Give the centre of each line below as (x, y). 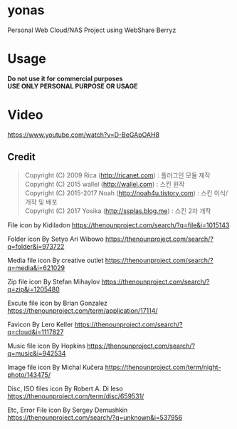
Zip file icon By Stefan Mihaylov (54, 281)
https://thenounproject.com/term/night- (163, 367)
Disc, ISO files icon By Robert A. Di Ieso (65, 388)
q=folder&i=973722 (36, 246)
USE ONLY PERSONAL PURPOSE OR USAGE (73, 86)
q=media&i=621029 (36, 268)
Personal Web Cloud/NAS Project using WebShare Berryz (92, 30)
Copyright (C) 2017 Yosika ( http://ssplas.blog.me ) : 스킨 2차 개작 (118, 211)
